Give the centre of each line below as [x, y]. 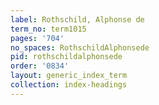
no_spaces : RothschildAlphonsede [80, 47]
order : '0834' [40, 66]
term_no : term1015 [48, 29]
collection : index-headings [69, 85]
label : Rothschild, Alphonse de [77, 19]
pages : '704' [37, 38]
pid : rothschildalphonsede [66, 57]
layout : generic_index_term [69, 76]
